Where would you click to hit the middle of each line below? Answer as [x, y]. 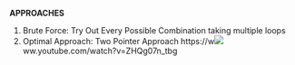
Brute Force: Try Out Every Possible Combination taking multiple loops [154, 30]
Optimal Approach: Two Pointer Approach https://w [118, 41]
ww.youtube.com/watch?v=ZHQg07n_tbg [100, 51]
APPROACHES [37, 13]
